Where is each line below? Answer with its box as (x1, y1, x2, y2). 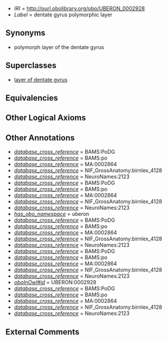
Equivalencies (5, 93, 58, 103)
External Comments (5, 327, 80, 337)
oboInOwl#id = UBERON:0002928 (13, 279, 97, 286)
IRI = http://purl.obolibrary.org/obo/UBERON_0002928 (13, 5, 145, 12)
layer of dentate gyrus (13, 76, 68, 83)
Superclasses (5, 61, 57, 71)
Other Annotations (5, 133, 75, 143)
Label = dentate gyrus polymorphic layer (13, 11, 112, 18)
